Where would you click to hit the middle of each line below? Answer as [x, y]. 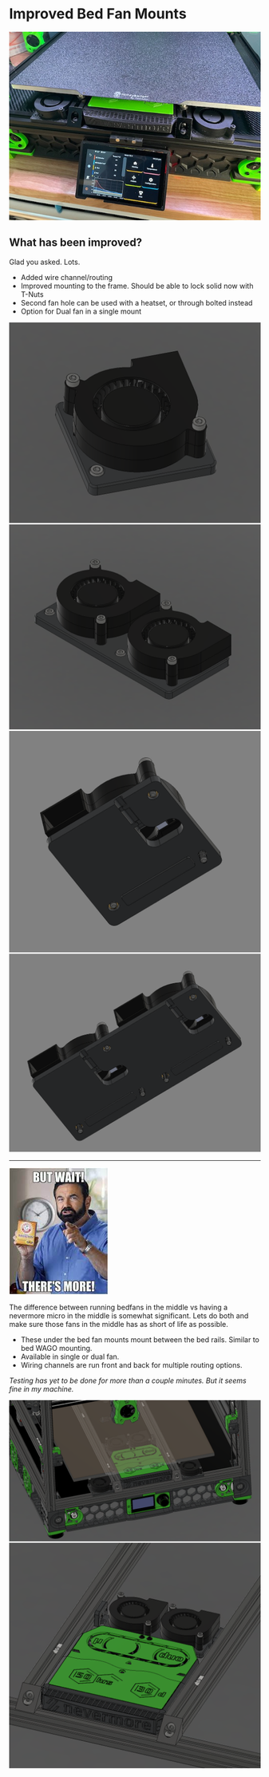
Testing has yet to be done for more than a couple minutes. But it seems [128, 1380]
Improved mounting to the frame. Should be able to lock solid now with [137, 286]
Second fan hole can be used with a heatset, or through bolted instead [136, 302]
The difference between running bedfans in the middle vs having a [119, 1307]
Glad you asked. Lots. [45, 262]
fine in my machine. [42, 1388]
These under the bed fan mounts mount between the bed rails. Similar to [140, 1339]
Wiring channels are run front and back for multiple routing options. [131, 1364]
